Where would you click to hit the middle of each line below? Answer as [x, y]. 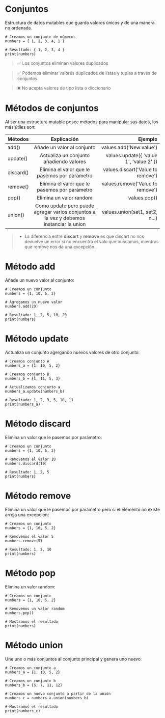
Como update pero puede [65, 206]
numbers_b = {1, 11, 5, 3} [33, 378]
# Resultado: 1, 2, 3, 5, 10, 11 [39, 400]
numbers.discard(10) [26, 463]
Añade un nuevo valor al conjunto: [40, 280]
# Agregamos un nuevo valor [34, 302]
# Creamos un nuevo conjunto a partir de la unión [58, 693]
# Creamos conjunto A [27, 361]
